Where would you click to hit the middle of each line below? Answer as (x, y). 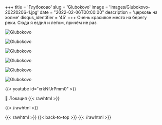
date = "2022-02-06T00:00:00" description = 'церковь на (99, 12)
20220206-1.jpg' (22, 12)
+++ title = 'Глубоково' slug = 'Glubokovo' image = (57, 7)
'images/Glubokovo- (130, 7)
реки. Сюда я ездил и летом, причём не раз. (52, 22)
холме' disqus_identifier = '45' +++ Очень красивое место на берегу (76, 17)
